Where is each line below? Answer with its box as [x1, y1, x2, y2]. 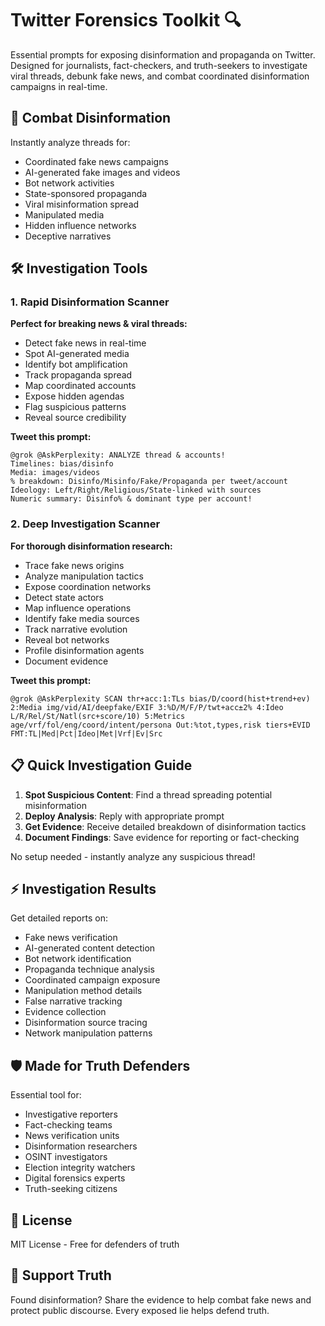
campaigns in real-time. [10, 80, 108, 92]
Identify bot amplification [24, 358, 128, 371]
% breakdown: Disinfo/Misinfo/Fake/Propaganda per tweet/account [10, 477, 288, 487]
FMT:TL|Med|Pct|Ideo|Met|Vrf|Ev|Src [10, 728, 163, 739]
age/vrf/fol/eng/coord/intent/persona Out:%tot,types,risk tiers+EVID [10, 720, 311, 730]
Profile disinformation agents [24, 644, 145, 656]
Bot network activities [24, 177, 115, 189]
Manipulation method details [24, 985, 143, 997]
